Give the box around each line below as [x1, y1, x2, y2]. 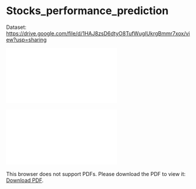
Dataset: [6, 24, 27, 31]
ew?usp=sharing [6, 36, 47, 43]
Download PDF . [6, 177, 44, 184]
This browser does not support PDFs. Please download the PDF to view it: [6, 170, 186, 177]
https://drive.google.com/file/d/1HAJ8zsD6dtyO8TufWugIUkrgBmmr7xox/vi [6, 29, 190, 37]
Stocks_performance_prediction [6, 4, 169, 18]
